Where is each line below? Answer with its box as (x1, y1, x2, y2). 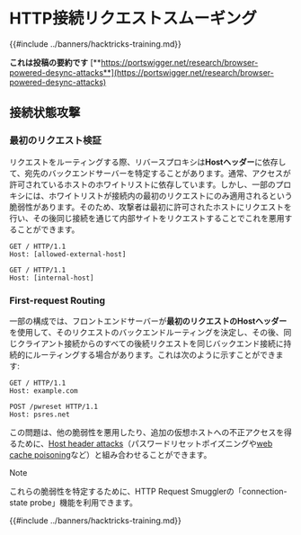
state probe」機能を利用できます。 (9, 496, 137, 508)
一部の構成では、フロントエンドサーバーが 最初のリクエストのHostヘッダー (9, 316, 288, 326)
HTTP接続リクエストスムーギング (9, 8, 258, 29)
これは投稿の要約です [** (9, 57, 102, 67)
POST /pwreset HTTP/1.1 (9, 402, 99, 411)
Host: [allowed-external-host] (9, 249, 127, 259)
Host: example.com (9, 386, 78, 396)
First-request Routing (9, 294, 106, 307)
